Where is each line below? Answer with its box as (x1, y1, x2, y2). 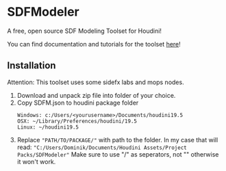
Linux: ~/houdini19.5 (16, 124, 79, 131)
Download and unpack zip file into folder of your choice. (16, 91, 176, 99)
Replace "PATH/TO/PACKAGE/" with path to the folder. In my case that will (16, 135, 218, 144)
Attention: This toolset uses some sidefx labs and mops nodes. (7, 78, 184, 86)
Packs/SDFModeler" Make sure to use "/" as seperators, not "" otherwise (16, 150, 219, 158)
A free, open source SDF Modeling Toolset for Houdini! (7, 27, 162, 35)
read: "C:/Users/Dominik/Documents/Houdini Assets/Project (16, 143, 187, 151)
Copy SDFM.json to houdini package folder (16, 98, 139, 107)
